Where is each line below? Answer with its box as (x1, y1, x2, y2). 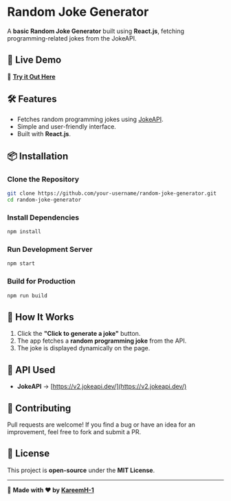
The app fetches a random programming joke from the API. (16, 337, 187, 345)
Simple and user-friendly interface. (16, 122, 117, 131)
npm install (7, 228, 41, 235)
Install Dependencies (7, 213, 80, 222)
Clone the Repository (7, 174, 80, 184)
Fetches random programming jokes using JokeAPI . (16, 115, 164, 123)
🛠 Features (7, 94, 57, 105)
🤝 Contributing (7, 402, 71, 414)
